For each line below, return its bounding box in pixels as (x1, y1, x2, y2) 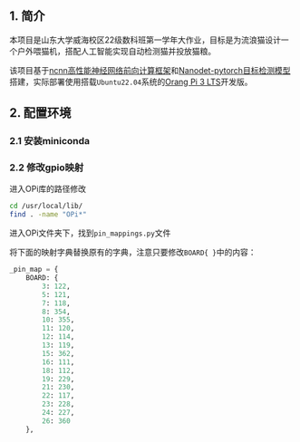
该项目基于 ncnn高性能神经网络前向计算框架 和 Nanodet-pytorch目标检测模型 (9, 64, 291, 75)
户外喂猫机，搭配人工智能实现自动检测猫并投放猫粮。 (16, 45, 216, 56)
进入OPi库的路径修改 (9, 184, 87, 195)
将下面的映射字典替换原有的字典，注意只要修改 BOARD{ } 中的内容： (9, 247, 256, 258)
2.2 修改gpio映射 (9, 161, 84, 174)
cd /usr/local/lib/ (9, 202, 83, 211)
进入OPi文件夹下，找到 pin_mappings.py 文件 (9, 227, 171, 238)
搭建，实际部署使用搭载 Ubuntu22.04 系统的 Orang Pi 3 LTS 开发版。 (9, 76, 253, 87)
